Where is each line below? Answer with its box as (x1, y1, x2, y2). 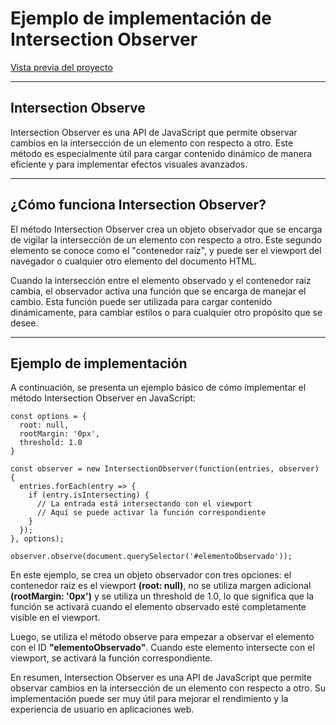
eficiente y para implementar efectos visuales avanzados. (10, 158, 248, 170)
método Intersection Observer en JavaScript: (10, 392, 197, 404)
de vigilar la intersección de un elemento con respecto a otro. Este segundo (10, 233, 322, 246)
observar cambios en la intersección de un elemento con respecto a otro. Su (10, 682, 326, 694)
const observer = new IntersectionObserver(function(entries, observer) (10, 464, 320, 474)
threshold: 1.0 (19, 438, 83, 448)
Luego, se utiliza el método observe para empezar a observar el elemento (10, 631, 315, 643)
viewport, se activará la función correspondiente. (10, 652, 213, 664)
